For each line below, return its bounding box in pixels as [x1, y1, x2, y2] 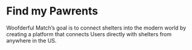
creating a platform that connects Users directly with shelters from [6, 30, 172, 37]
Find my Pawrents [6, 4, 98, 18]
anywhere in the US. [6, 37, 57, 44]
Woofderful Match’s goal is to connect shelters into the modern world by [6, 24, 187, 31]
